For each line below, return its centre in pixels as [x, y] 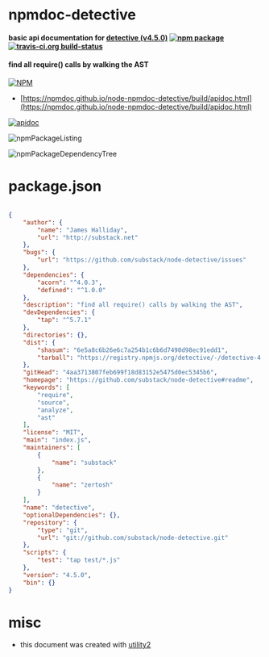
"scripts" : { [45, 553]
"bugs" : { [39, 253]
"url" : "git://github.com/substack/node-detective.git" [133, 538]
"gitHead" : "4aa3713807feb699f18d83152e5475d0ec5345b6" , [120, 373]
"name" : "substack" [84, 462]
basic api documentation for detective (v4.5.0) [88, 37]
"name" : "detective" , [59, 508]
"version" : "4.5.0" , [57, 575]
